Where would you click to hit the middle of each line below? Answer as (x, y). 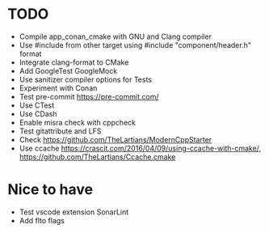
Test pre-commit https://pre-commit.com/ (89, 96)
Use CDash (38, 113)
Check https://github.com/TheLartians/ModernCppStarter (116, 139)
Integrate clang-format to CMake (74, 62)
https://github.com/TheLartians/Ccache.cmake (97, 157)
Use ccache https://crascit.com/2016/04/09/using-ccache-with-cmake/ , (140, 148)
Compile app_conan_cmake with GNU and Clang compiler (115, 36)
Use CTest (37, 105)
